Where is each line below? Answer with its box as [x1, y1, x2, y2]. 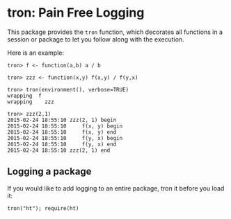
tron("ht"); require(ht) [7, 204, 79, 212]
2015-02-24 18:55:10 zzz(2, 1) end [7, 147, 111, 154]
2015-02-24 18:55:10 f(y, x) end [7, 141, 117, 148]
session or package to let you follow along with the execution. [7, 35, 184, 43]
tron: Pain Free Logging [7, 5, 145, 21]
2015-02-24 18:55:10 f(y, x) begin [7, 134, 123, 141]
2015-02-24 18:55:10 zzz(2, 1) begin [7, 116, 117, 123]
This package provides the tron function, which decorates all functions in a [7, 28, 223, 36]
